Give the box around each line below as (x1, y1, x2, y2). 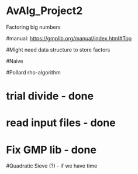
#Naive (6, 57, 23, 64)
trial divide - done (6, 90, 94, 103)
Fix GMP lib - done (6, 143, 96, 156)
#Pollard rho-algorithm (6, 69, 61, 76)
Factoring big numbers (6, 23, 61, 30)
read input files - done (6, 116, 116, 129)
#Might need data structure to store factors (6, 46, 111, 53)
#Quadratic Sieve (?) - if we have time (6, 162, 98, 169)
